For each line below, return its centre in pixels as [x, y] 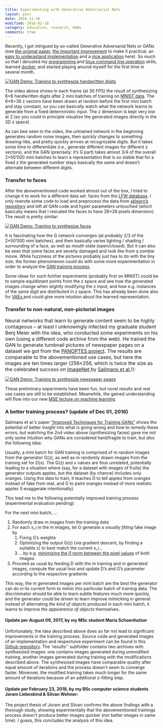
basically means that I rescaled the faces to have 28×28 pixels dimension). [80, 211]
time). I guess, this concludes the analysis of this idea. [59, 720]
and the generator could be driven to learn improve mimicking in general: [78, 599]
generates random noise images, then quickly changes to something [74, 136]
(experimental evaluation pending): [40, 503]
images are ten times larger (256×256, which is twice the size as [79, 363]
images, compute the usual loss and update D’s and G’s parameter [78, 569]
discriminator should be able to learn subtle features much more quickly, [78, 594]
